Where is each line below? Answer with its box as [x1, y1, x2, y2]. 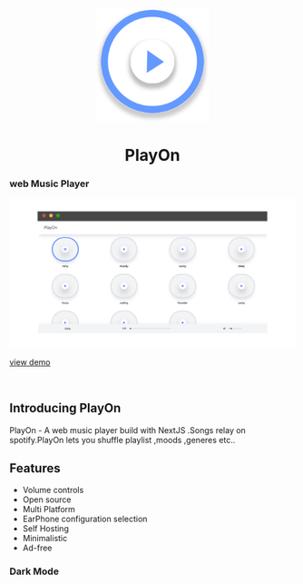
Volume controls [22, 485, 84, 496]
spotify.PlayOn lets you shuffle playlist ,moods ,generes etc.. [9, 434, 236, 445]
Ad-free [22, 542, 53, 553]
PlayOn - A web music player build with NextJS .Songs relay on [9, 424, 247, 435]
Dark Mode [9, 565, 59, 578]
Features [9, 460, 61, 476]
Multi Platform [22, 504, 75, 515]
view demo [9, 356, 51, 367]
